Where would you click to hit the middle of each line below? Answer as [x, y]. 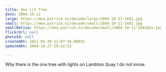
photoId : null [20, 37]
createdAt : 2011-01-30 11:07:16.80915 [45, 42]
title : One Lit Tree [26, 10]
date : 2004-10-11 [23, 14]
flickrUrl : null [22, 32]
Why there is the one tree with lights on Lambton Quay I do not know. [75, 64]
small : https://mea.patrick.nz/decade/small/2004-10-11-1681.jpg [74, 23]
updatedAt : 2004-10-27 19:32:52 [38, 46]
